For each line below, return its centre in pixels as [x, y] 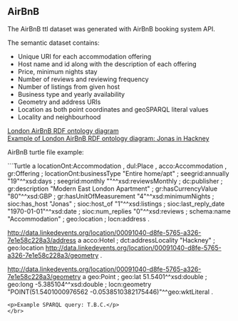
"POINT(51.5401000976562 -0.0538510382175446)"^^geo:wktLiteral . [110, 292]
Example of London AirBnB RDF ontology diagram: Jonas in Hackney [108, 138]
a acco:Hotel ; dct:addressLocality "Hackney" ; [146, 240]
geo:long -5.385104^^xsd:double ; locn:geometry [79, 284]
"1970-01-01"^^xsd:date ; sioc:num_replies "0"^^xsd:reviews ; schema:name [119, 211]
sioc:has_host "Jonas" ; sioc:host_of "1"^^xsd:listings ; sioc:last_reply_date [116, 204]
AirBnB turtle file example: [46, 152]
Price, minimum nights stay [57, 71]
